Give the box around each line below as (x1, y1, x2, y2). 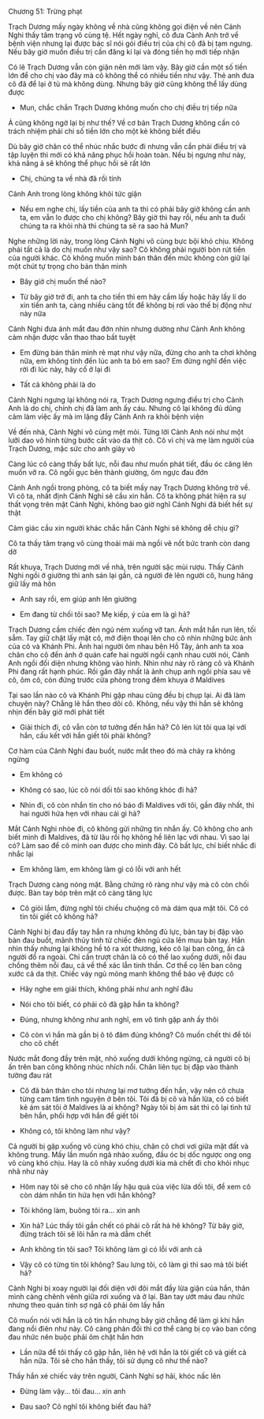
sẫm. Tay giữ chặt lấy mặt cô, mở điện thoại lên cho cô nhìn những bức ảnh (8, 633, 252, 642)
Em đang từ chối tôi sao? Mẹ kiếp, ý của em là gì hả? (19, 610, 191, 618)
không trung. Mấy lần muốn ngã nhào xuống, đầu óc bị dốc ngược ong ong (8, 1150, 251, 1159)
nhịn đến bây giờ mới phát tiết (8, 708, 105, 716)
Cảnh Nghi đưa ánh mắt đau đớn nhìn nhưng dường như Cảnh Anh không (8, 324, 246, 334)
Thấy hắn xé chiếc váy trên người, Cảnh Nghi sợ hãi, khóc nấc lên (8, 1372, 221, 1380)
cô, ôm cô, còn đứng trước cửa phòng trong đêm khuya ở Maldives (8, 675, 225, 685)
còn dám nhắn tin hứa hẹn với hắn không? (19, 1190, 156, 1200)
